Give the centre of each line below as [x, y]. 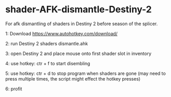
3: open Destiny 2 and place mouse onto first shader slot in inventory [78, 53]
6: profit [14, 89]
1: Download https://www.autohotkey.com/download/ [62, 33]
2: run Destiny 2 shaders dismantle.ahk [47, 43]
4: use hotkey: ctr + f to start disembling [48, 63]
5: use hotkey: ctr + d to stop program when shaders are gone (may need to [85, 73]
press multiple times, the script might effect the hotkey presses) [73, 79]
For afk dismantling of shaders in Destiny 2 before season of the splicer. [82, 24]
